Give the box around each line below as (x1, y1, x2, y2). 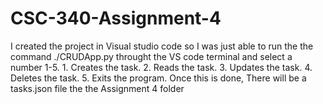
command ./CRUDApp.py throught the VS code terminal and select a (10, 50, 293, 62)
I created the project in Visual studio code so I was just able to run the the (10, 40, 314, 52)
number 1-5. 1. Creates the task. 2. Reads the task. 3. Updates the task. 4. (10, 61, 313, 73)
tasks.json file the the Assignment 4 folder (10, 82, 185, 94)
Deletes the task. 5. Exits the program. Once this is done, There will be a (10, 72, 307, 84)
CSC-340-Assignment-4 (10, 7, 222, 30)
